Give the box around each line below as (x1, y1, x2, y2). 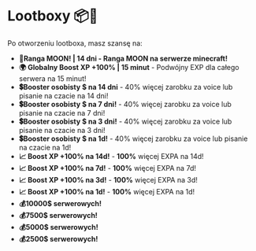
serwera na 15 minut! (18, 73, 87, 83)
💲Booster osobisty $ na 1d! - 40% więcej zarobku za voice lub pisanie (18, 134, 248, 143)
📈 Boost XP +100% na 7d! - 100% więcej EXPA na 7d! (18, 163, 196, 172)
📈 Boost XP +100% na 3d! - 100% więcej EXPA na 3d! (18, 175, 198, 184)
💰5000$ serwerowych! (18, 222, 99, 231)
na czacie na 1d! (18, 142, 72, 152)
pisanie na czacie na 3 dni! (18, 125, 106, 135)
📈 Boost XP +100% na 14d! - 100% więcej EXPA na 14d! (18, 151, 204, 161)
